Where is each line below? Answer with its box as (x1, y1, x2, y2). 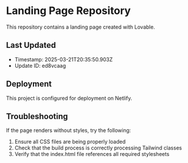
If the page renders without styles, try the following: (6, 127, 131, 134)
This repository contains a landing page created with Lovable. (6, 23, 155, 30)
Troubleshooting (6, 111, 69, 121)
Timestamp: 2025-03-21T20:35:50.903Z (14, 56, 113, 63)
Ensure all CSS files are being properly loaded (14, 138, 126, 145)
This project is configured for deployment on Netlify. (6, 95, 133, 102)
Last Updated (6, 40, 56, 50)
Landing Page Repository (6, 4, 131, 18)
